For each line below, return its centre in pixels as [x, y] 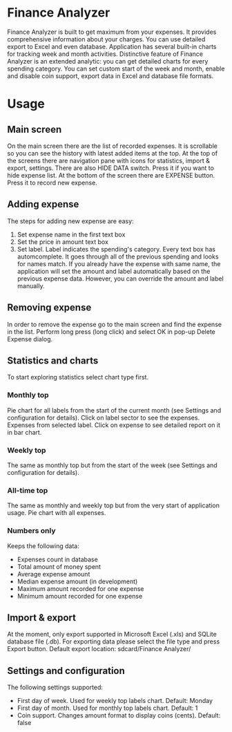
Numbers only [32, 531]
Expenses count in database [57, 559]
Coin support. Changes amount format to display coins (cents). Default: [119, 715]
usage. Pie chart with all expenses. [57, 513]
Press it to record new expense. [52, 182]
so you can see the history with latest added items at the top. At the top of [113, 153]
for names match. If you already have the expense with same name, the [119, 263]
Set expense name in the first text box [71, 234]
